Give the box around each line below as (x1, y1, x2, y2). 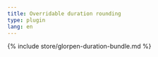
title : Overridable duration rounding (7, 10, 121, 17)
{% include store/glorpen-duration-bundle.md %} (7, 42, 152, 51)
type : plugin (7, 17, 46, 24)
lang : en (7, 23, 33, 30)
